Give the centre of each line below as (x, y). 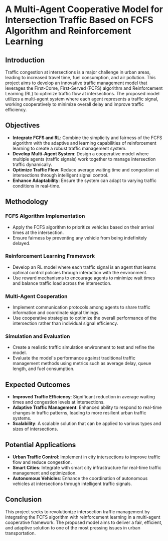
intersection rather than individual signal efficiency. (65, 323)
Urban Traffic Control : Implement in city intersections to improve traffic (86, 457)
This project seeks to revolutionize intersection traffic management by (77, 512)
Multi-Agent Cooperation (36, 296)
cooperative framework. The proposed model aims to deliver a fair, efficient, (84, 522)
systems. (22, 418)
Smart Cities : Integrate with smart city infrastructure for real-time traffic (87, 468)
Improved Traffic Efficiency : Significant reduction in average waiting (84, 397)
